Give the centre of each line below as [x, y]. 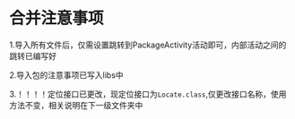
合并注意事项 [57, 18]
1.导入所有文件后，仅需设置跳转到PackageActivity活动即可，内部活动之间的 [148, 45]
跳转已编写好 [33, 55]
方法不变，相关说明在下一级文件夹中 [76, 105]
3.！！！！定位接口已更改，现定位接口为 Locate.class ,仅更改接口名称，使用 [148, 94]
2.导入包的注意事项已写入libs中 [66, 75]
